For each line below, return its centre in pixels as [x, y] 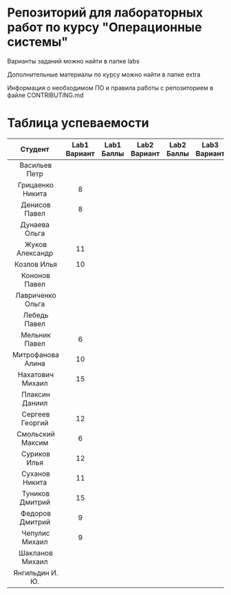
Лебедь [36, 315]
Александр [35, 253]
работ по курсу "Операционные [104, 27]
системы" [38, 42]
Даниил [35, 403]
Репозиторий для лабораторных [105, 13]
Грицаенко [35, 185]
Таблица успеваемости [78, 123]
